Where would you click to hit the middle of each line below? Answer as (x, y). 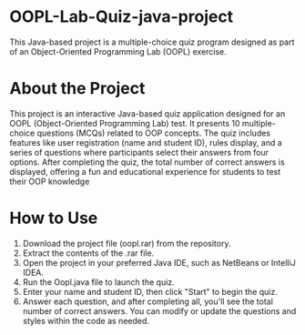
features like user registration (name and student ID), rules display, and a (146, 142)
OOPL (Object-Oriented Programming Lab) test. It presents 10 (125, 123)
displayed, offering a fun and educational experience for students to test (145, 171)
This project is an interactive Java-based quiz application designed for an (147, 113)
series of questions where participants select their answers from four (139, 152)
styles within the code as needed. (86, 320)
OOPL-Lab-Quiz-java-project (122, 17)
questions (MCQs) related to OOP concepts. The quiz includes (154, 133)
